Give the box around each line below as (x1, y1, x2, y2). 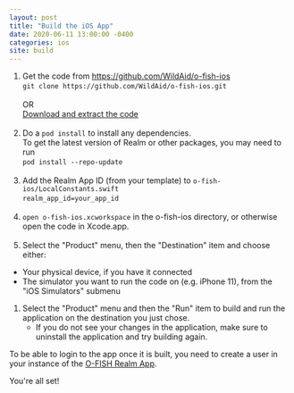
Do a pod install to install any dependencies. (21, 128, 192, 138)
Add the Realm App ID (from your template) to (21, 175, 192, 186)
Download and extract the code (21, 109, 139, 120)
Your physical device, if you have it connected (21, 267, 193, 278)
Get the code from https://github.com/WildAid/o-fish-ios (21, 71, 231, 81)
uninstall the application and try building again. (35, 331, 208, 342)
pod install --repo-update (21, 158, 123, 167)
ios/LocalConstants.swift (21, 185, 119, 194)
